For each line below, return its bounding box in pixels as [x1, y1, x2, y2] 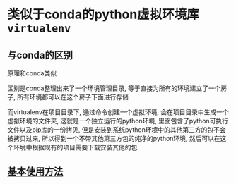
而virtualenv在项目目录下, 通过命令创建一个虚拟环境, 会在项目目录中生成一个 [7, 108, 229, 116]
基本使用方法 [7, 166, 64, 178]
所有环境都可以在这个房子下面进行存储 [16, 93, 129, 101]
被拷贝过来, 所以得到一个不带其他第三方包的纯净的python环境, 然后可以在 [7, 135, 220, 142]
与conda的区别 [7, 49, 73, 61]
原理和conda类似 [7, 69, 57, 78]
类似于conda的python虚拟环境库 [7, 6, 199, 23]
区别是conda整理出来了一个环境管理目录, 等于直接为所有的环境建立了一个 [7, 84, 221, 92]
